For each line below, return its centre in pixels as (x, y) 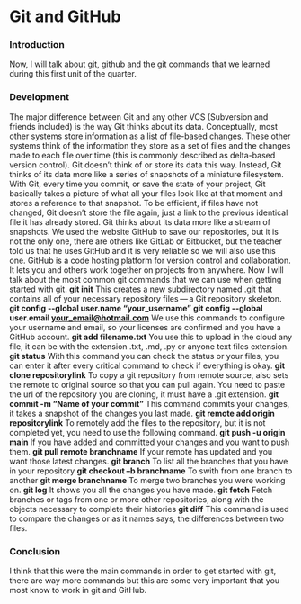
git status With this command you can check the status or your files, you (144, 356)
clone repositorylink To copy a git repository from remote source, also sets (149, 374)
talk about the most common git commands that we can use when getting (146, 279)
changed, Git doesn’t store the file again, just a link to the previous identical (149, 212)
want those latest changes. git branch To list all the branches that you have (149, 461)
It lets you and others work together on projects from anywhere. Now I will (147, 270)
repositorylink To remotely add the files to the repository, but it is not (137, 423)
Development (40, 97)
